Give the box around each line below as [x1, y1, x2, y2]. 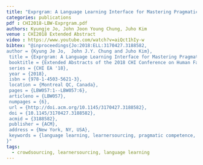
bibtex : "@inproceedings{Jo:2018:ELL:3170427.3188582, [6, 43, 147, 49]
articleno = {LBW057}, [8, 93, 66, 99]
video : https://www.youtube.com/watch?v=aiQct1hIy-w [6, 37, 145, 43]
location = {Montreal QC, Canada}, [8, 82, 98, 88]
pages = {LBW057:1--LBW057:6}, [8, 88, 88, 94]
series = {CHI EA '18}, [8, 65, 69, 71]
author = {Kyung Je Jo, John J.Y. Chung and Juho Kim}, [6, 48, 153, 54]
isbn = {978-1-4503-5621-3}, [8, 76, 83, 82]
